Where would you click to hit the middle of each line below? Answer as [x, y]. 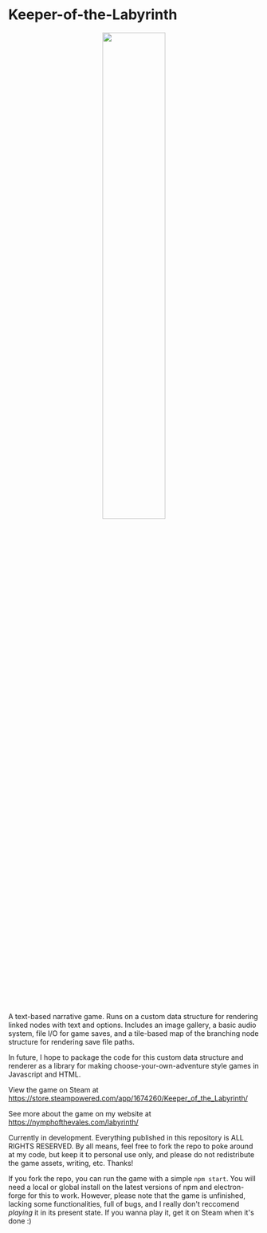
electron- [229, 1187]
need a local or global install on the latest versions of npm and [110, 1187]
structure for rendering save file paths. [72, 1041]
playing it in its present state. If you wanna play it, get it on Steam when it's [132, 1212]
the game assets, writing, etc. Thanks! [71, 1163]
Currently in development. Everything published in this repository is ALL [126, 1137]
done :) [20, 1221]
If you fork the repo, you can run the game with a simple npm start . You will [132, 1178]
